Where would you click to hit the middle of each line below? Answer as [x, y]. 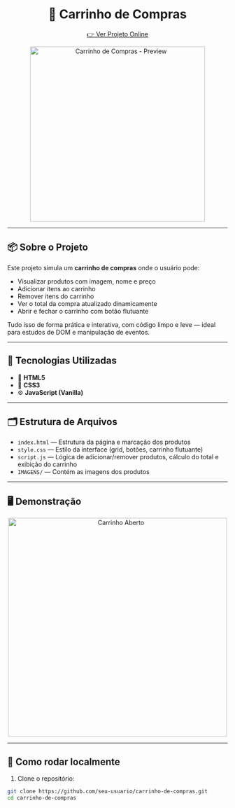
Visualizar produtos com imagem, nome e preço [86, 281]
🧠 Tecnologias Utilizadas [62, 361]
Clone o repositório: [46, 779]
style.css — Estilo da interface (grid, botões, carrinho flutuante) [110, 450]
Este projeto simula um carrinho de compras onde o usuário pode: [104, 267]
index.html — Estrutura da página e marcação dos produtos [104, 442]
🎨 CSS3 [29, 385]
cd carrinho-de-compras [42, 797]
